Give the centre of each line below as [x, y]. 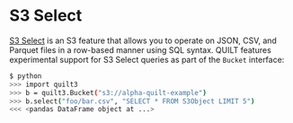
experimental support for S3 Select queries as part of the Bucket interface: [147, 59]
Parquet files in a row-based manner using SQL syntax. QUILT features [140, 49]
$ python [26, 76]
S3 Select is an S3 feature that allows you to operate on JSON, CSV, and [143, 40]
